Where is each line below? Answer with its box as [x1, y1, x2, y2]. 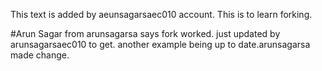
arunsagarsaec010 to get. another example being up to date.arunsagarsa [10, 39, 311, 50]
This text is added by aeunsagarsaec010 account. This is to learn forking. [10, 9, 313, 20]
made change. [10, 49, 70, 61]
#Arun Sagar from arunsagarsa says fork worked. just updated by [10, 28, 281, 39]
